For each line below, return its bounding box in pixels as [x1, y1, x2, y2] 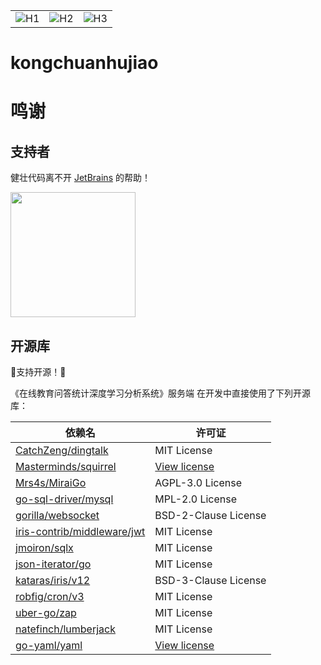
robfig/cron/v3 [15, 590, 85, 603]
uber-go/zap [15, 606, 77, 619]
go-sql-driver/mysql [15, 492, 114, 506]
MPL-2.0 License [154, 492, 238, 506]
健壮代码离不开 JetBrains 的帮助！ [10, 172, 151, 184]
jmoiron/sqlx [15, 541, 74, 554]
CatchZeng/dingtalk [15, 444, 109, 457]
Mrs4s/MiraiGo [15, 476, 87, 489]
